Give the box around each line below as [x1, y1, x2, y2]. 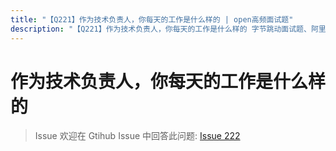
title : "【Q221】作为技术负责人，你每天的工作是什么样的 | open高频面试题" [10, 14, 294, 25]
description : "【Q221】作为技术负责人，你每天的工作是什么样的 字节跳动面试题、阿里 [10, 24, 327, 34]
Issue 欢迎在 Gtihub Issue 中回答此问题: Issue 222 [34, 130, 241, 142]
